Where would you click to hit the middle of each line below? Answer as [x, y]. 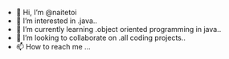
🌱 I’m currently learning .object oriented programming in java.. [119, 29]
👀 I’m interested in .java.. [57, 21]
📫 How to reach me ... [53, 47]
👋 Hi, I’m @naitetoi [46, 12]
